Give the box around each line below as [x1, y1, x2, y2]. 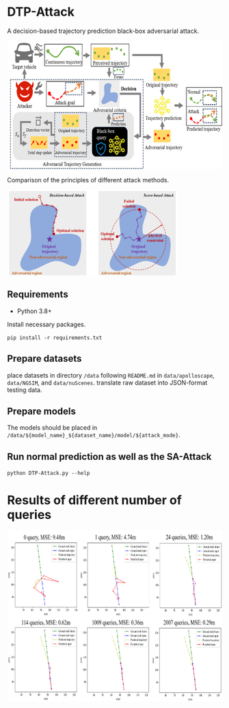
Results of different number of [7, 493, 183, 508]
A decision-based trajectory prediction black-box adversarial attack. [7, 27, 200, 35]
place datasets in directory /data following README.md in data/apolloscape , [7, 371, 215, 379]
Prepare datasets [7, 353, 82, 365]
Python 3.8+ [16, 306, 53, 315]
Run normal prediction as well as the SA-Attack [7, 450, 212, 463]
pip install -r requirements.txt [7, 334, 103, 341]
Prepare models [7, 405, 77, 417]
